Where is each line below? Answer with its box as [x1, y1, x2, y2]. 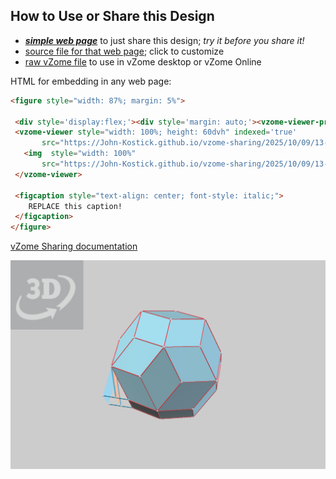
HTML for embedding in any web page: [10, 75, 172, 87]
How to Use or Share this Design [10, 8, 215, 25]
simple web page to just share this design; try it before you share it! [24, 34, 305, 46]
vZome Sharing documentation [10, 240, 138, 253]
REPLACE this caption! [28, 201, 123, 211]
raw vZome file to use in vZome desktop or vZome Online [24, 55, 262, 68]
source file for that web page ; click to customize [24, 45, 225, 57]
